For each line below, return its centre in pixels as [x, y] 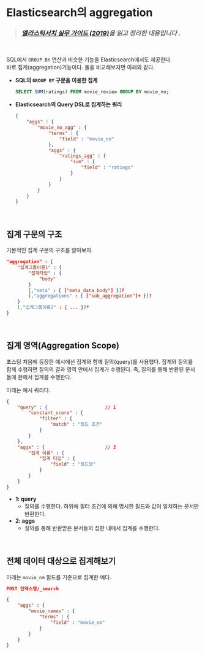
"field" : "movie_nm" [77, 622]
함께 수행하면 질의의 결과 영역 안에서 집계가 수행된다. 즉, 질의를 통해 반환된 [95, 369]
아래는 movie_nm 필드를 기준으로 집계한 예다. [59, 577]
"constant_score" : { [56, 413]
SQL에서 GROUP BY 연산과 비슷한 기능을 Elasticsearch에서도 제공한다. [89, 60]
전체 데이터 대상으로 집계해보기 [61, 561]
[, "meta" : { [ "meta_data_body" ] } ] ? [76, 290]
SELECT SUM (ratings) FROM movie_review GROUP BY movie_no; [92, 92]
